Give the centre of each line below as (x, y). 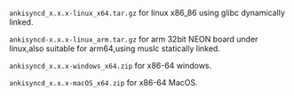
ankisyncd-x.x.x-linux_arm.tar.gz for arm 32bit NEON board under (134, 39)
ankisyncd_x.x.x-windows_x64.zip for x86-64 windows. (111, 66)
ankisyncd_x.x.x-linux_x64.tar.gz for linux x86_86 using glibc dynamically (147, 13)
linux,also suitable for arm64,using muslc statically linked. (115, 48)
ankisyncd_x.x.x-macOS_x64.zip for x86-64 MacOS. (103, 82)
